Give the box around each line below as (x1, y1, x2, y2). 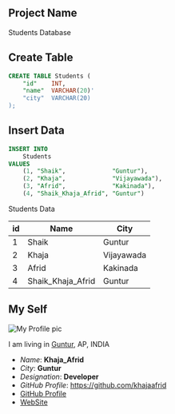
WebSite (19, 397, 48, 407)
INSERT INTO (8, 145, 48, 153)
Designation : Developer (19, 372, 99, 381)
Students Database (8, 27, 72, 37)
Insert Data (8, 124, 66, 137)
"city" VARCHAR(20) (22, 94, 91, 102)
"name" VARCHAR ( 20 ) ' (22, 87, 94, 95)
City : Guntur (19, 363, 62, 372)
